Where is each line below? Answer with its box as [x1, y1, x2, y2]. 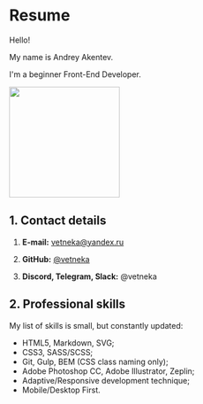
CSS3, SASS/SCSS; [21, 346, 94, 357]
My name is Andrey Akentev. [9, 51, 114, 62]
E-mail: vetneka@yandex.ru [21, 237, 124, 247]
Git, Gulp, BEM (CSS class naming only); [21, 356, 169, 367]
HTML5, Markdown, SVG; [21, 338, 115, 348]
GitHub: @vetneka [21, 253, 90, 264]
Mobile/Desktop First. [21, 385, 101, 395]
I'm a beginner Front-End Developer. [9, 68, 141, 80]
